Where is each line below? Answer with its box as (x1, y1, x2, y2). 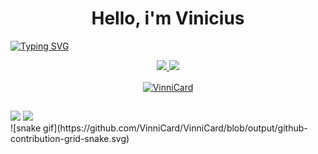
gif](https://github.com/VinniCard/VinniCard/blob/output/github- (43, 122, 308, 134)
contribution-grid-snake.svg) (10, 133, 130, 144)
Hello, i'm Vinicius (91, 7, 245, 30)
